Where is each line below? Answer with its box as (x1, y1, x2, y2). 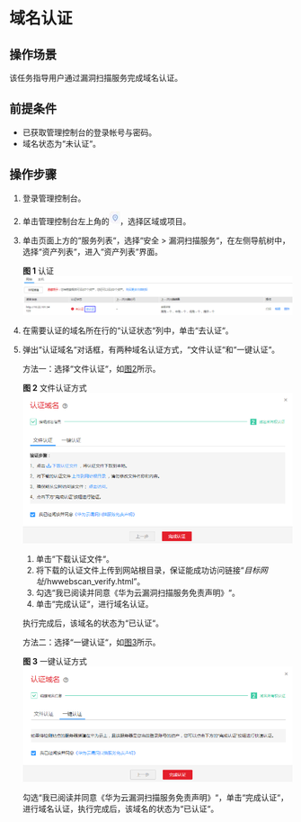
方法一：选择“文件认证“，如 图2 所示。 (22, 364, 161, 375)
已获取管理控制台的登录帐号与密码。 (22, 127, 157, 138)
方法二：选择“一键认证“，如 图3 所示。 (22, 637, 161, 647)
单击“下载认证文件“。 (35, 553, 114, 564)
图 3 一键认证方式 (22, 655, 88, 666)
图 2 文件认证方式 (22, 383, 87, 393)
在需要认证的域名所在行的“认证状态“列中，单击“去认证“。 (22, 325, 234, 336)
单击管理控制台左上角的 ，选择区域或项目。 (22, 215, 191, 226)
